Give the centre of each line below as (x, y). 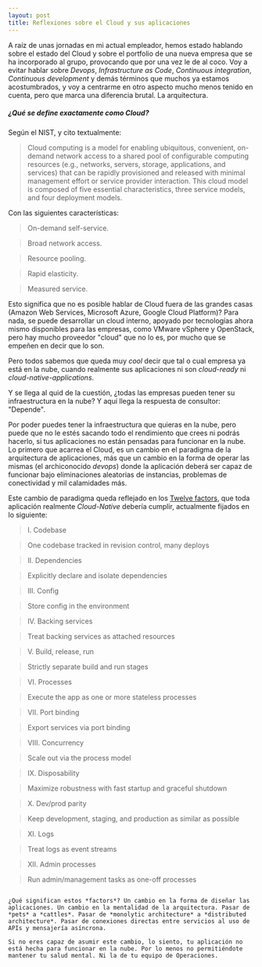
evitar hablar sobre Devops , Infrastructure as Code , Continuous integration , (130, 70)
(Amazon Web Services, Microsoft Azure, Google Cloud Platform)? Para (124, 313)
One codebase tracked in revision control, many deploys (118, 545)
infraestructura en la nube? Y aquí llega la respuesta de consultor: (114, 402)
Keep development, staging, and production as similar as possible (133, 819)
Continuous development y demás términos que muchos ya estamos (118, 78)
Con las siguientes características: (64, 213)
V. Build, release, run (60, 652)
